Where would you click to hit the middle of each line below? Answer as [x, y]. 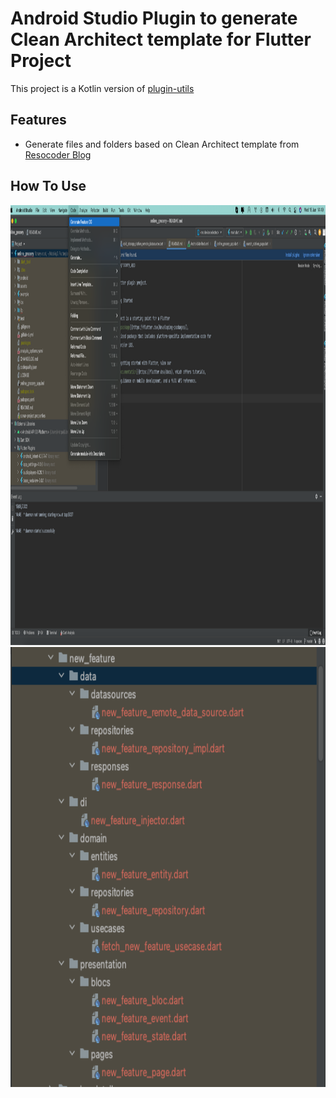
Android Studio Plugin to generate [154, 18]
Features [38, 120]
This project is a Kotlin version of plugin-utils [102, 88]
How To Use [48, 186]
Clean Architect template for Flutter [161, 39]
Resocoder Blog [58, 154]
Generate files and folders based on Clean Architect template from [162, 144]
